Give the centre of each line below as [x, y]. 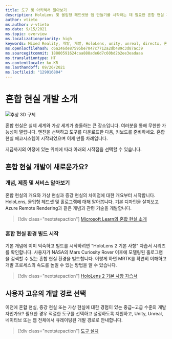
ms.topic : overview [26, 34]
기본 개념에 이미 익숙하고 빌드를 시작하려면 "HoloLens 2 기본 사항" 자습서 [79, 245]
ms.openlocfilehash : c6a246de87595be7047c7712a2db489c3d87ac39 [74, 48]
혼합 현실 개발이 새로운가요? [47, 167]
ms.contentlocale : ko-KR [32, 63]
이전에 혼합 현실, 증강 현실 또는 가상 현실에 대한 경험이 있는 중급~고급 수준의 [81, 307]
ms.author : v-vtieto [27, 24]
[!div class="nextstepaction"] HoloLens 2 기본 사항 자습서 [78, 276]
